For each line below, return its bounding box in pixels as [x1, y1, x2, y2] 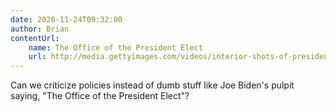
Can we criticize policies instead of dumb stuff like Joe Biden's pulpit [10, 79, 295, 91]
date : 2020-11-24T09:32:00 [10, 14, 123, 25]
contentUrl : [10, 33, 60, 43]
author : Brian [10, 24, 70, 34]
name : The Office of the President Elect [28, 42, 203, 53]
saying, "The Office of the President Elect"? [10, 90, 190, 102]
